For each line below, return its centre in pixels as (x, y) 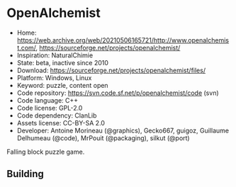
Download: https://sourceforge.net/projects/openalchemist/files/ (111, 70)
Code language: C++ (47, 100)
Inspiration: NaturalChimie (55, 55)
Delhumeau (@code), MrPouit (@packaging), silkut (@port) (103, 138)
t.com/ (26, 47)
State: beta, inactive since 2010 (63, 62)
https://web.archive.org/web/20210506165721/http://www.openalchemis (123, 40)
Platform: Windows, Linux (54, 78)
